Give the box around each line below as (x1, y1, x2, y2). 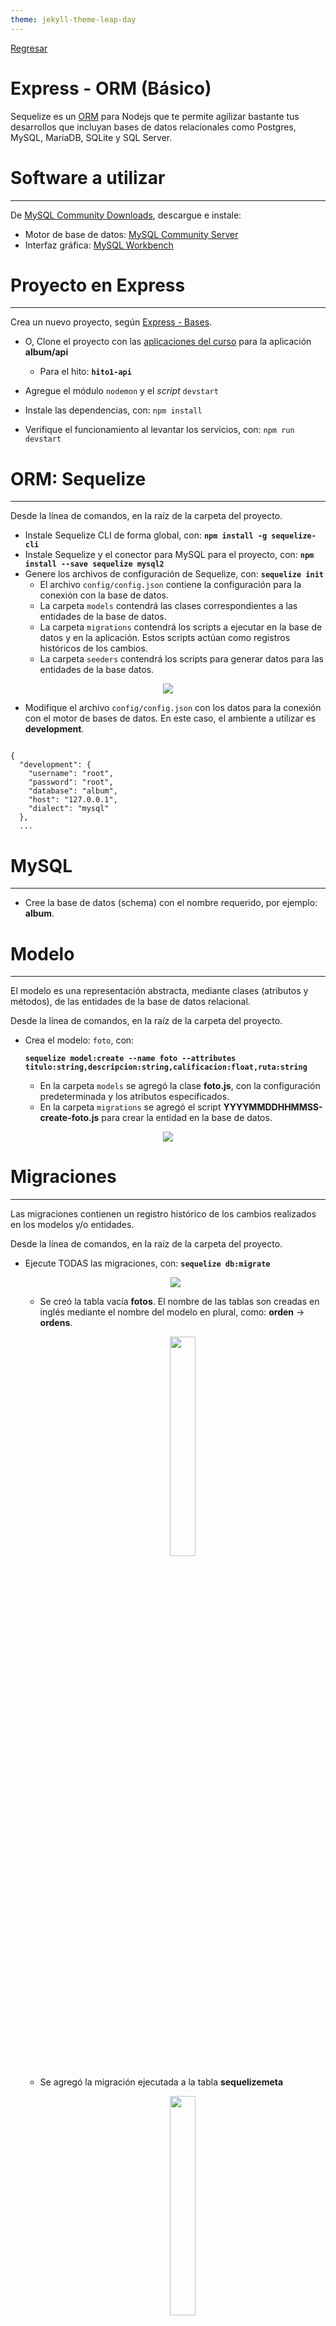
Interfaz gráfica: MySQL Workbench (24, 239, 174, 251)
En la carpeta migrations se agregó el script (39, 1101, 222, 1113)
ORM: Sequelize (10, 467, 147, 490)
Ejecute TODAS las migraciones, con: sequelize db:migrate (24, 1257, 271, 1270)
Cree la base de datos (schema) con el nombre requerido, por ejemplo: (24, 897, 318, 909)
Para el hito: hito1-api (39, 366, 132, 378)
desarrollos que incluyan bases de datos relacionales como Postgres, (10, 121, 297, 133)
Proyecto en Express (10, 274, 186, 296)
